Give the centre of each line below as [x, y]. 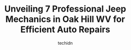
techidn [65, 43]
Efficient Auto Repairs [65, 30]
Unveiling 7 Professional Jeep [65, 9]
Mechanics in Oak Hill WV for [65, 19]
